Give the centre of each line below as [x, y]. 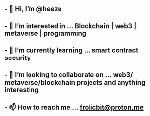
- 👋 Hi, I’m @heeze [33, 9]
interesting [22, 90]
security [18, 58]
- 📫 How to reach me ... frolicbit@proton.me [74, 107]
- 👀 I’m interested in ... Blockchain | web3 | [71, 26]
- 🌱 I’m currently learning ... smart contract [72, 50]
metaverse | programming [45, 33]
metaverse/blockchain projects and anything [75, 82]
